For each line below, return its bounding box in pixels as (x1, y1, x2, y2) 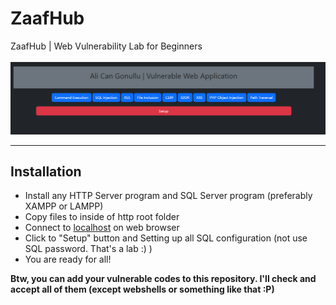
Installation (10, 163, 82, 180)
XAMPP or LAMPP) (24, 200, 104, 212)
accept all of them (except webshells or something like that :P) (10, 283, 275, 296)
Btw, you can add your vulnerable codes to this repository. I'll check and (10, 273, 317, 285)
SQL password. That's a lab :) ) (24, 243, 153, 255)
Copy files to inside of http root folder (24, 211, 180, 223)
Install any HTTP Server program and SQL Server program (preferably (24, 190, 313, 202)
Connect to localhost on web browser (24, 222, 180, 234)
